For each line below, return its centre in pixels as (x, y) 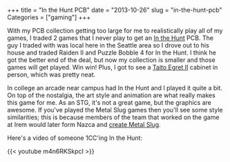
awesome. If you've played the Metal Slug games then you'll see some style (115, 110)
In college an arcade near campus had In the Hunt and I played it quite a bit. (115, 88)
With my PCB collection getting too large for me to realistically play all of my (115, 31)
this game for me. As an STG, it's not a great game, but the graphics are (109, 102)
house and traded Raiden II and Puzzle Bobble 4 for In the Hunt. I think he (112, 52)
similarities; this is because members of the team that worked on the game (113, 117)
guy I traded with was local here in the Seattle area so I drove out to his (108, 45)
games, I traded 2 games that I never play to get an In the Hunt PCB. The (111, 38)
